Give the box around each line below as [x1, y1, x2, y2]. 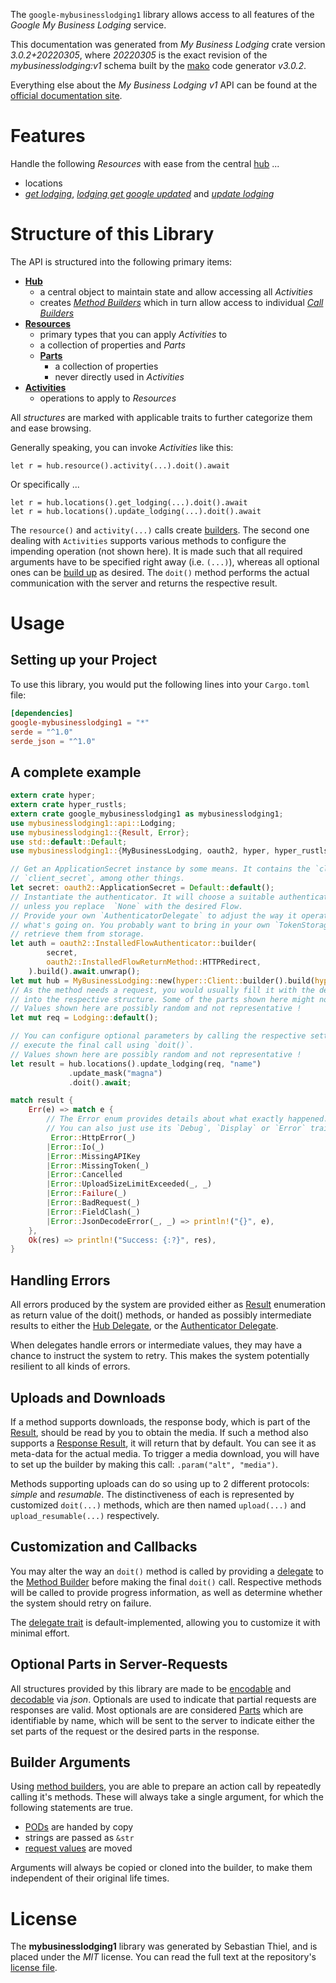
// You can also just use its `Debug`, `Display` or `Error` [46, 1124, 307, 1134]
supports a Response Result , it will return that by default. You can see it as [10, 1437, 317, 1449]
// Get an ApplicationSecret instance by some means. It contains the [10, 864, 311, 874]
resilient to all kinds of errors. [10, 1360, 131, 1373]
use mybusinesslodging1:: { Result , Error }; [10, 827, 190, 838]
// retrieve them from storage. [10, 929, 145, 939]
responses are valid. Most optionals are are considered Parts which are [10, 1704, 304, 1716]
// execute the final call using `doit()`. [10, 1040, 195, 1051]
